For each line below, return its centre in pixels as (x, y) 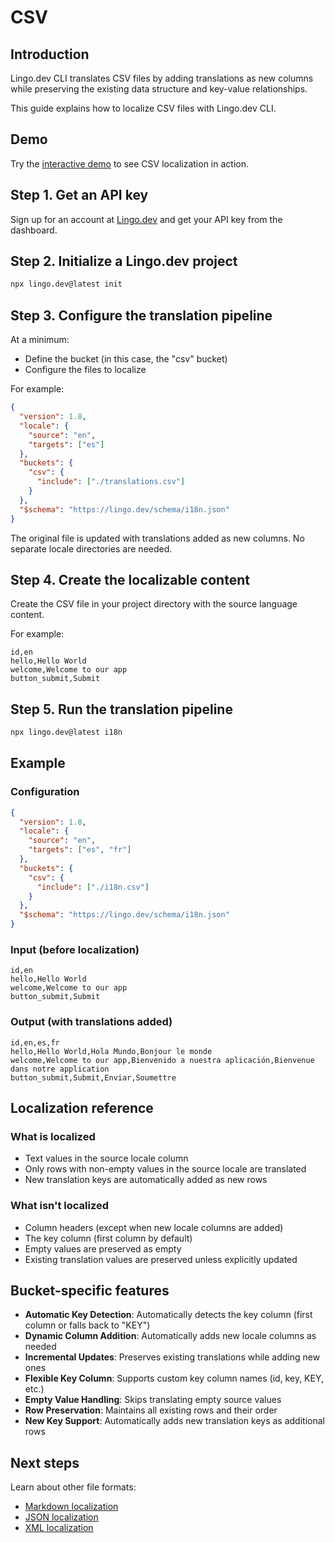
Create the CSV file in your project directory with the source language (154, 604)
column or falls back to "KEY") (87, 1325)
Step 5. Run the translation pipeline (121, 709)
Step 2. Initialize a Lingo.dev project (124, 261)
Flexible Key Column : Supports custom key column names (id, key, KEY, (174, 1378)
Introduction (50, 54)
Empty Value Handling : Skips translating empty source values (153, 1400)
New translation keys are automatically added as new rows (146, 1180)
